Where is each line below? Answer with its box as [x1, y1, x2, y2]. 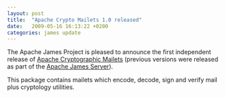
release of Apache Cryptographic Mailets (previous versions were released [7, 56, 219, 64]
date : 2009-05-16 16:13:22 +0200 [7, 23, 109, 29]
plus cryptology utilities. [7, 83, 75, 91]
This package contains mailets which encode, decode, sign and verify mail [7, 76, 217, 84]
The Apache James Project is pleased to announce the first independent [7, 48, 211, 56]
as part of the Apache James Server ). [7, 62, 114, 71]
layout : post [7, 10, 44, 17]
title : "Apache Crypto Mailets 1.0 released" [7, 16, 142, 23]
